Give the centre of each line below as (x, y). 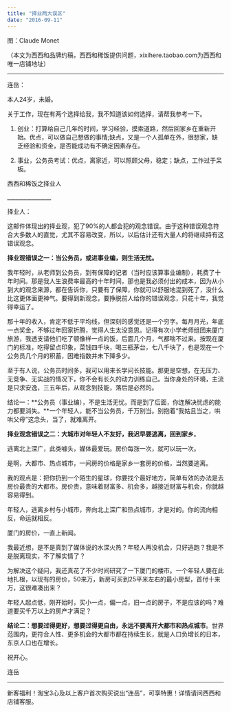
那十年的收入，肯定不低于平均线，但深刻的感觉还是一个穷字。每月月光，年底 (115, 321)
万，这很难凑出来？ (34, 588)
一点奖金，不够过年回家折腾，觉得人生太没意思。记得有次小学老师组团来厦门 (115, 330)
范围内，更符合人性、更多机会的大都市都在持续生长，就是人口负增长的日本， (115, 634)
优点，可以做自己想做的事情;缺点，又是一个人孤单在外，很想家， (121, 137)
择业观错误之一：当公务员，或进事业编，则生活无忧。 (82, 258)
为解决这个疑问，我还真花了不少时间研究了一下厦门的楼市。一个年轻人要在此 (115, 570)
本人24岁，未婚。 (32, 99)
